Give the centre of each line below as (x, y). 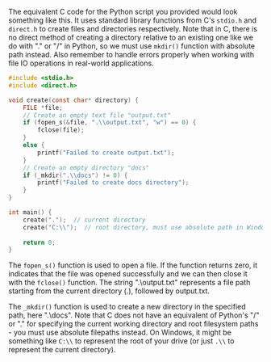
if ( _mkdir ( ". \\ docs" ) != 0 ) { (75, 175)
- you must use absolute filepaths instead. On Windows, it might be (120, 333)
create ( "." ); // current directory (85, 220)
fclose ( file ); (61, 130)
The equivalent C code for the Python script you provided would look (123, 12)
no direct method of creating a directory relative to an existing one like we (131, 37)
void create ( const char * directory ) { (73, 100)
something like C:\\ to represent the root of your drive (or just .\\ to (121, 341)
